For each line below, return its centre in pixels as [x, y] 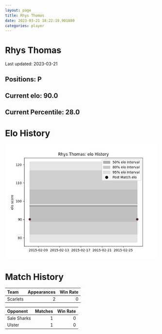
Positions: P [24, 79]
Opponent [17, 311]
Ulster [13, 325]
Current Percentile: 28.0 [42, 112]
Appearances [41, 292]
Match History [34, 277]
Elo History [28, 133]
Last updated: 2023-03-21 [31, 64]
